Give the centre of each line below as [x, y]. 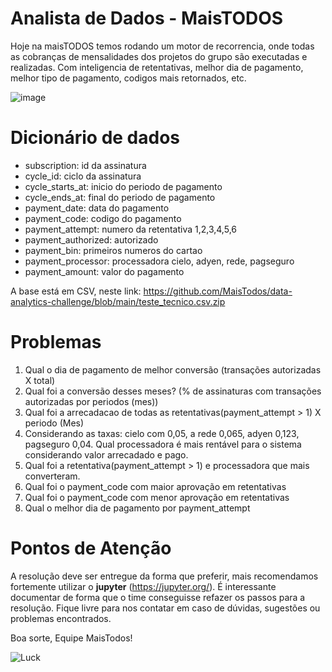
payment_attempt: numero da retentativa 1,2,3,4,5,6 [130, 229]
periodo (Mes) [54, 423]
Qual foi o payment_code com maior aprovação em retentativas [155, 486]
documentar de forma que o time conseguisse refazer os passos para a [158, 597]
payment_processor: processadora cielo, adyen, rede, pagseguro [159, 261]
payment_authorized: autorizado [91, 239]
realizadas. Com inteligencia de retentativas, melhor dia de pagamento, [157, 67]
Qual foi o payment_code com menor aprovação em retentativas [157, 497]
